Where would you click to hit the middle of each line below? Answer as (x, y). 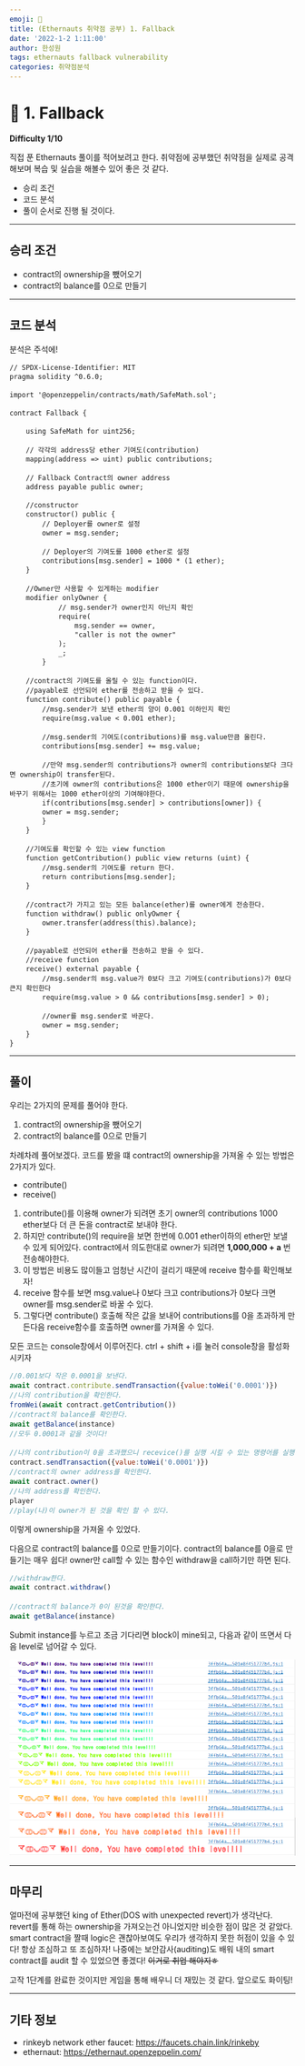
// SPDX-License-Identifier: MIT (73, 367)
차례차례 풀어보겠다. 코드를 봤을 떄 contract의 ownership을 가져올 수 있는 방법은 (152, 1156)
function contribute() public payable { (103, 699)
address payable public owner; (85, 486)
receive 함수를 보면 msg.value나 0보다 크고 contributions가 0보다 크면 (149, 1293)
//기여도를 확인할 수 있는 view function (96, 849)
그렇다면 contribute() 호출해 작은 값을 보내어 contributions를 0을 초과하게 (154, 1316)
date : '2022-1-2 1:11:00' (58, 38)
